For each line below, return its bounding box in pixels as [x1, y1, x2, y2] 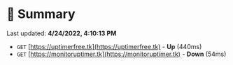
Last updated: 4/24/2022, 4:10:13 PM [6, 29, 117, 37]
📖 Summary [6, 6, 76, 22]
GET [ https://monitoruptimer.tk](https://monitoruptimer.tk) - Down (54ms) [16, 50, 227, 58]
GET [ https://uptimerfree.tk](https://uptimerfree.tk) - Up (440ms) [16, 42, 202, 50]
